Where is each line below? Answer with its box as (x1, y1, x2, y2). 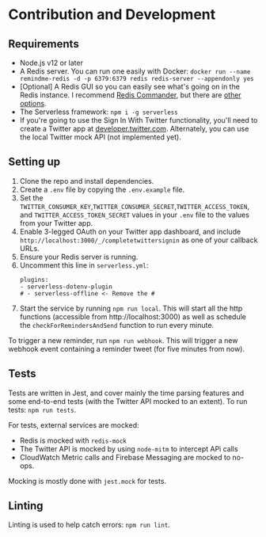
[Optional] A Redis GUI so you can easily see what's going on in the (19, 82, 240, 91)
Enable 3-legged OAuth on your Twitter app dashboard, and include (19, 227, 241, 236)
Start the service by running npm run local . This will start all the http (19, 303, 243, 313)
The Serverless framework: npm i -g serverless (19, 107, 178, 116)
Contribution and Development (8, 6, 216, 24)
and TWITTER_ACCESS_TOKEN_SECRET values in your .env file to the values (19, 210, 249, 219)
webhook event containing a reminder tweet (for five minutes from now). (8, 344, 245, 353)
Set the (19, 192, 44, 203)
